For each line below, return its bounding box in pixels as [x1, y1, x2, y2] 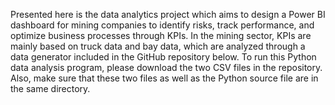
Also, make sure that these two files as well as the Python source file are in [10, 72, 319, 84]
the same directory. [10, 83, 91, 94]
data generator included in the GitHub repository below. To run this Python [10, 51, 317, 63]
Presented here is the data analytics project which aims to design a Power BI [10, 9, 326, 20]
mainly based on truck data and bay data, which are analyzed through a [10, 40, 306, 52]
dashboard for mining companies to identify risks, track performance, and [10, 19, 315, 31]
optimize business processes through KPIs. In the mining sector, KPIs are [10, 30, 312, 41]
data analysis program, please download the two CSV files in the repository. [10, 62, 323, 73]
